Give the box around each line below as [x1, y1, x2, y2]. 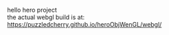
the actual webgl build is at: [7, 13, 85, 21]
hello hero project [7, 6, 57, 14]
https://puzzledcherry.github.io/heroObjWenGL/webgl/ [7, 21, 162, 28]
